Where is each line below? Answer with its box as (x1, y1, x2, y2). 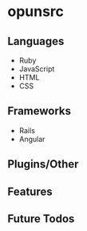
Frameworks (7, 104, 72, 118)
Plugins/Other (7, 157, 79, 171)
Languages (7, 34, 65, 48)
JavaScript (18, 64, 55, 74)
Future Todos (7, 212, 75, 225)
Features (7, 184, 53, 198)
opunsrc (7, 2, 65, 21)
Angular (18, 134, 45, 144)
